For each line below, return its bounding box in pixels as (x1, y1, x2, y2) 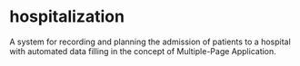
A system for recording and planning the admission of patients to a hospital (9, 36, 291, 47)
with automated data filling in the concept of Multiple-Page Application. (9, 45, 277, 56)
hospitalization (9, 6, 125, 27)
